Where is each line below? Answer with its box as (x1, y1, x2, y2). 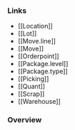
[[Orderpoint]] (17, 52, 59, 60)
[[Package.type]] (17, 67, 68, 76)
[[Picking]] (17, 75, 49, 83)
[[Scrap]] (17, 90, 45, 98)
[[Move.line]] (17, 37, 56, 45)
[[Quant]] (17, 82, 45, 91)
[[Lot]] (17, 29, 37, 38)
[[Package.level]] (17, 60, 69, 68)
